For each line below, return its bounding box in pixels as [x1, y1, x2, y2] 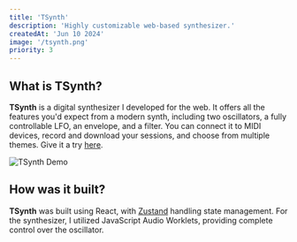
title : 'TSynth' [9, 12, 69, 22]
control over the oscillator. [9, 224, 104, 235]
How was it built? [9, 182, 106, 197]
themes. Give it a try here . [9, 139, 103, 150]
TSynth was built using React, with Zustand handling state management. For [9, 205, 288, 216]
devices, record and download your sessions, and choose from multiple [9, 130, 270, 140]
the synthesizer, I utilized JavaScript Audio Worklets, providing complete [9, 215, 273, 225]
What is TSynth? [9, 79, 103, 94]
